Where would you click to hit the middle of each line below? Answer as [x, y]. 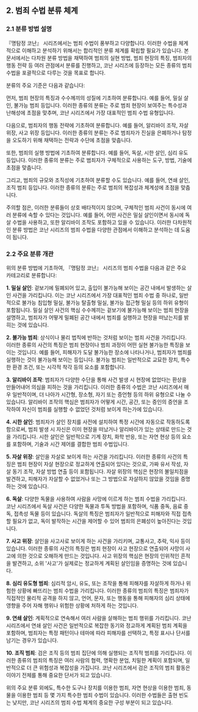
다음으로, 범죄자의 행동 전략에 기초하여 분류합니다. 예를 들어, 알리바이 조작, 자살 [98, 125]
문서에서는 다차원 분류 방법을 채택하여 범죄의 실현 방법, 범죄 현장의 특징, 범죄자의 [99, 57]
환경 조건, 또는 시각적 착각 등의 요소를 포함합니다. [69, 367]
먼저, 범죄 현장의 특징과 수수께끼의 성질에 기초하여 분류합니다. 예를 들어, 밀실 [94, 98]
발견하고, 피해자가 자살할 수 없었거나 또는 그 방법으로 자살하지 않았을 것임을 [93, 479]
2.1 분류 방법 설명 [29, 29]
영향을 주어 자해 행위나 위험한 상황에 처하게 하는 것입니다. [72, 605]
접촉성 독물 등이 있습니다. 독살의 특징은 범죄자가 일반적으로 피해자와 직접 [98, 514]
